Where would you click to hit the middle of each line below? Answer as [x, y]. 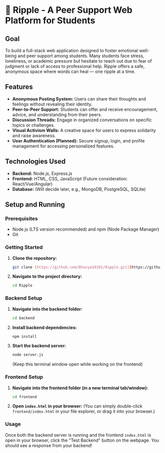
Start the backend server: [39, 346]
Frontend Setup [24, 377]
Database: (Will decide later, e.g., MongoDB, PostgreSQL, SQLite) [79, 189]
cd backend [23, 318]
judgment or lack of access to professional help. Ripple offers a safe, [75, 66]
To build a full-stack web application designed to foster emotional [72, 51]
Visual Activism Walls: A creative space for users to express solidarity [84, 130]
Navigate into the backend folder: [47, 309]
